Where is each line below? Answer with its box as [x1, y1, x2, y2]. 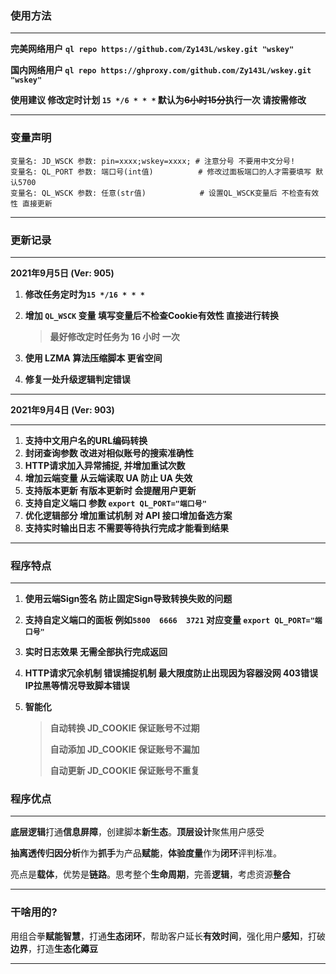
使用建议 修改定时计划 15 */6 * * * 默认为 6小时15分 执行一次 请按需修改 [10, 94, 307, 106]
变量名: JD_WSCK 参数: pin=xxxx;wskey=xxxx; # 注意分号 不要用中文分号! [10, 156, 296, 166]
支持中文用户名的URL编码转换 [24, 434, 148, 446]
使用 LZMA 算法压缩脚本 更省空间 [24, 352, 163, 364]
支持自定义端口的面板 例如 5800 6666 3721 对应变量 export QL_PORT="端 [24, 614, 323, 626]
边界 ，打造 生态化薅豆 [10, 942, 98, 954]
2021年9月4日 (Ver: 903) [10, 403, 115, 416]
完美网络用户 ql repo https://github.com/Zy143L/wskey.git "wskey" [10, 43, 295, 55]
